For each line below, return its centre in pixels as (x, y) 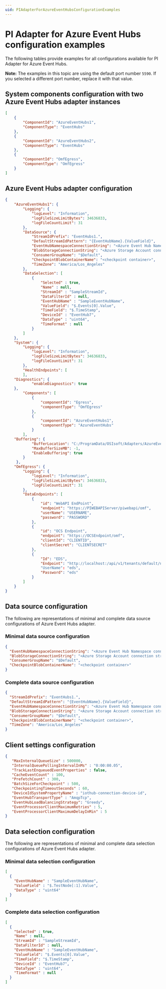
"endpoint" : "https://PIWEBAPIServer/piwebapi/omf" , (96, 508)
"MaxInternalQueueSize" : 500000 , (47, 761)
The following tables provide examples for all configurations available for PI (82, 58)
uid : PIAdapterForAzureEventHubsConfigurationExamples (63, 10)
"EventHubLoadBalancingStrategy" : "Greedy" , (58, 802)
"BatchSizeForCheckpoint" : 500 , (46, 784)
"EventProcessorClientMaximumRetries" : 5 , (57, 807)
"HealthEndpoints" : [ (45, 370)
